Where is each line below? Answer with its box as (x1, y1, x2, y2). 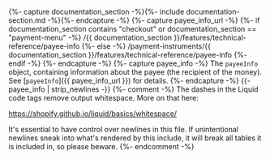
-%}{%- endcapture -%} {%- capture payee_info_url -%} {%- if (47, 15, 260, 25)
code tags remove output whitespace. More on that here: (8, 93, 199, 102)
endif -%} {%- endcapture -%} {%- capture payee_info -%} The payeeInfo (8, 58, 258, 68)
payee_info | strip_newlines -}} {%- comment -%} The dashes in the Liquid (8, 84, 259, 94)
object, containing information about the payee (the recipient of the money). (8, 67, 262, 76)
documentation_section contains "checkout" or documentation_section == (8, 24, 257, 33)
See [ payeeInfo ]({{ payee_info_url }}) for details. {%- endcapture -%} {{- (8, 76, 251, 85)
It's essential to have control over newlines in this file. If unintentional (8, 125, 239, 134)
